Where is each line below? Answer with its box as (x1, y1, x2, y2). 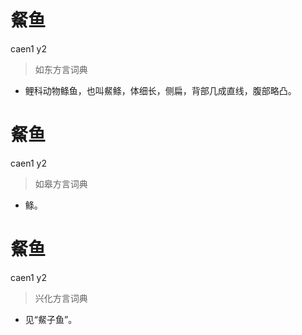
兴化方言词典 (34, 292, 88, 304)
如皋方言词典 (34, 177, 88, 190)
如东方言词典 (34, 63, 88, 75)
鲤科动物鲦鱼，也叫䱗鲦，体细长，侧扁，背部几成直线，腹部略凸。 (24, 84, 297, 96)
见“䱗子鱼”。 (24, 313, 78, 325)
